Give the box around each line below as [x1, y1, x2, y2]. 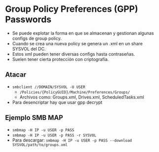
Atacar [5, 70, 27, 79]
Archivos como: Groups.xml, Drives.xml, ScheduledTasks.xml [19, 94, 144, 100]
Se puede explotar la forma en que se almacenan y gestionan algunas [12, 30, 154, 36]
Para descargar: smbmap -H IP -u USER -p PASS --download [12, 137, 132, 143]
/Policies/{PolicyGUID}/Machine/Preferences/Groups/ [19, 90, 130, 94]
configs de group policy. [12, 35, 62, 41]
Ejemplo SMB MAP [5, 114, 63, 122]
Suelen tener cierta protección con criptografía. [12, 56, 109, 62]
